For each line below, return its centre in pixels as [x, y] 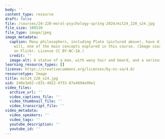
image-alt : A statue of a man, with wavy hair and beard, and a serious [85, 60]
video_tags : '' [25, 120]
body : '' [14, 10]
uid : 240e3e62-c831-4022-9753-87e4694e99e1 [50, 83]
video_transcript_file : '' [37, 106]
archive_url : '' [26, 92]
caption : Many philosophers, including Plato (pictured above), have [82, 42]
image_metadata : [22, 37]
